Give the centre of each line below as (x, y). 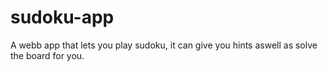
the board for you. (47, 55)
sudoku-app (62, 17)
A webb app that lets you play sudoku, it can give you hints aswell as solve (164, 45)
